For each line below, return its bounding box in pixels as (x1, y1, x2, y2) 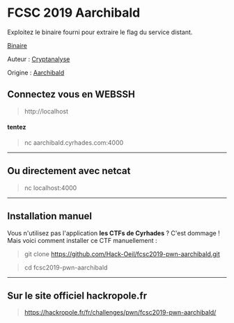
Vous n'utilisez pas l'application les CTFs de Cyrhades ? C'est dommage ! (7, 228, 221, 237)
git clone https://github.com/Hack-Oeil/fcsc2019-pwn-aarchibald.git (24, 249, 221, 258)
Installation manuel (7, 210, 93, 222)
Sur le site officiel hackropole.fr (7, 290, 148, 301)
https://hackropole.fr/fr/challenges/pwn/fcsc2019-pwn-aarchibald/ (24, 308, 217, 317)
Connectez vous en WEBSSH (7, 88, 136, 100)
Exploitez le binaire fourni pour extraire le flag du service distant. (7, 28, 193, 36)
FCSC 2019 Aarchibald (7, 5, 141, 21)
